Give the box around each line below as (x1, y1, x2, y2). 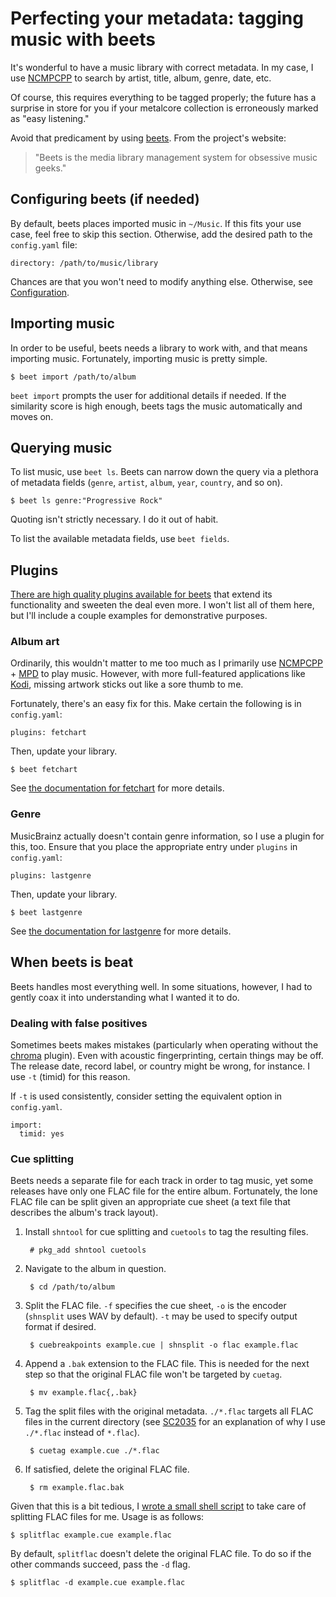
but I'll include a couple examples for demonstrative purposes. (10, 610, 268, 622)
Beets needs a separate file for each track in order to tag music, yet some (10, 1175, 314, 1187)
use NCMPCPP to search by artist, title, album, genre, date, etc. (10, 72, 272, 84)
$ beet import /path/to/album (10, 372, 137, 382)
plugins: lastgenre (10, 870, 92, 881)
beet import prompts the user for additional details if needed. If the (10, 389, 287, 401)
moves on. (10, 410, 54, 422)
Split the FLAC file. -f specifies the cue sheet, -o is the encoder (24, 1300, 287, 1312)
